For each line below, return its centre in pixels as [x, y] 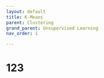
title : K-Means [25, 17]
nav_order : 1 [22, 34]
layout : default [26, 12]
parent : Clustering [30, 22]
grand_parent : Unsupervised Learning [52, 28]
